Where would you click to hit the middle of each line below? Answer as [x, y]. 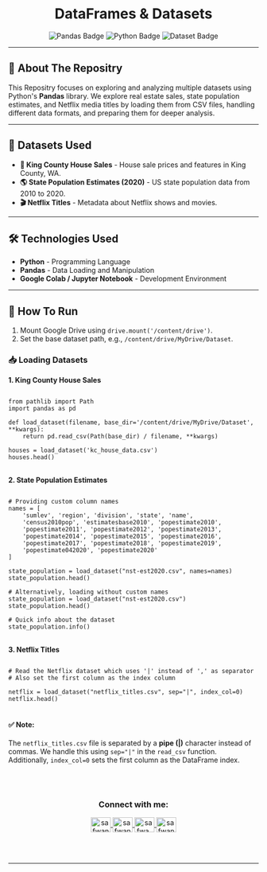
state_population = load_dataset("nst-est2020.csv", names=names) [120, 571]
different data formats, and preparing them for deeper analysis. [112, 113]
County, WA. [40, 173]
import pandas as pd [43, 409]
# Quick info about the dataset [62, 620]
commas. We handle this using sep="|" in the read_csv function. [112, 751]
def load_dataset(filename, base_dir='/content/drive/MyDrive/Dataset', [131, 422]
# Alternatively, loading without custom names [89, 592]
